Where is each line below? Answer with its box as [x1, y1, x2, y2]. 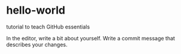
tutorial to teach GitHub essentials [6, 23, 90, 30]
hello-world [6, 4, 66, 17]
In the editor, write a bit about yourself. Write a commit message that [6, 34, 176, 42]
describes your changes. [6, 41, 68, 48]
